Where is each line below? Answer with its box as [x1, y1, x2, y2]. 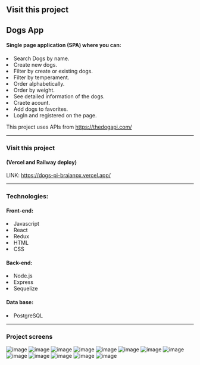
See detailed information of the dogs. [14, 92, 105, 100]
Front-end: [6, 207, 34, 214]
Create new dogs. [14, 61, 58, 68]
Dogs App [6, 25, 44, 35]
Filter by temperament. [14, 74, 70, 81]
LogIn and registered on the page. [14, 111, 97, 118]
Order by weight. [14, 86, 55, 93]
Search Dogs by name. [14, 55, 70, 62]
